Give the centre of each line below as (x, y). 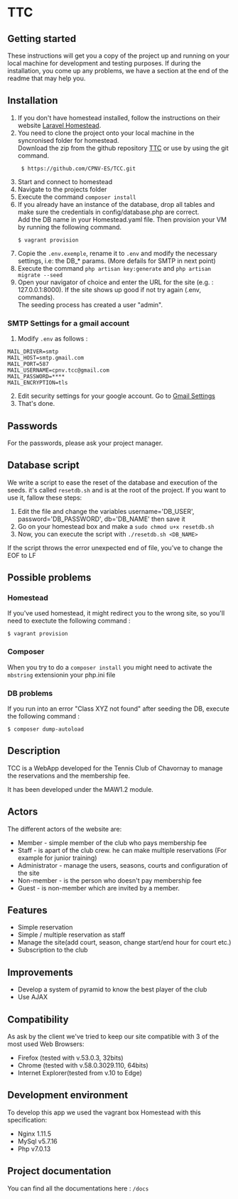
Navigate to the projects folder (62, 189)
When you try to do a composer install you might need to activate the (110, 667)
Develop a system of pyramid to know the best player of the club (112, 989)
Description (34, 751)
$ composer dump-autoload (45, 729)
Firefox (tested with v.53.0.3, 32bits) (70, 1058)
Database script (43, 465)
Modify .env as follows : (53, 339)
